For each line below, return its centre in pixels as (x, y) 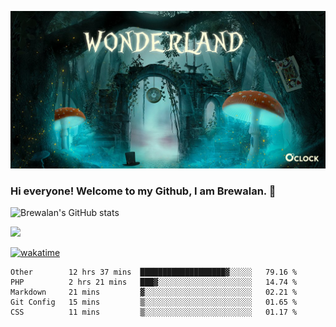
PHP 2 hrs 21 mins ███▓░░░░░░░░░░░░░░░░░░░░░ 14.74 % (154, 282)
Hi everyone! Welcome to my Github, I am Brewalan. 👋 (143, 191)
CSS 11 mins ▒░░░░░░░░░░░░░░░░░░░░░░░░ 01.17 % (154, 312)
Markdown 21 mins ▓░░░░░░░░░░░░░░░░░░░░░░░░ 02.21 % (154, 292)
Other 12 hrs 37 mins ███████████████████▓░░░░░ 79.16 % (154, 272)
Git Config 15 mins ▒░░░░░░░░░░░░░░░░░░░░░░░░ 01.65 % (154, 302)
